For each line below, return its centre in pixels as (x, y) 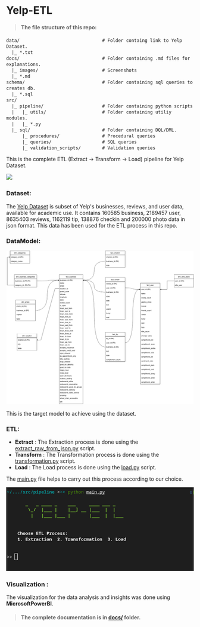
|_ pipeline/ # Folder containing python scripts (102, 106)
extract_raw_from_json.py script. (55, 448)
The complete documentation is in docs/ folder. (81, 617)
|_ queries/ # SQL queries (79, 142)
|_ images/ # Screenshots (74, 70)
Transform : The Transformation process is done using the (87, 455)
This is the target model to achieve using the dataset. (71, 413)
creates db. (21, 88)
